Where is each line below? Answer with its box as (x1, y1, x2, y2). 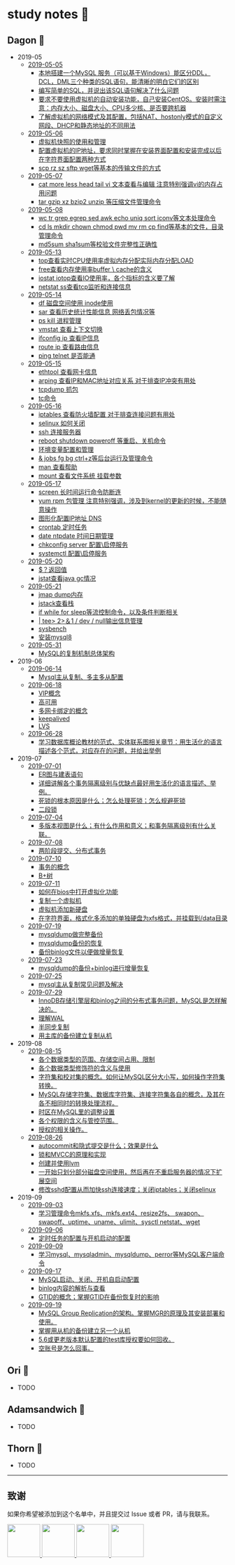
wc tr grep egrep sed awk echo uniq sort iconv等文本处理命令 (38, 214, 216, 222)
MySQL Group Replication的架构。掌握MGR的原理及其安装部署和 (38, 1309, 225, 1317)
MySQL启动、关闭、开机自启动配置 (38, 1275, 140, 1283)
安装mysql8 (38, 633, 72, 641)
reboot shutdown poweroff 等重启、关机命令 (38, 436, 166, 445)
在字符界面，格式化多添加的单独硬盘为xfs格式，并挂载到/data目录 (38, 914, 228, 922)
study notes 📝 (7, 6, 90, 22)
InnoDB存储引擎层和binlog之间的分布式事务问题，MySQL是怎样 (38, 996, 222, 1005)
